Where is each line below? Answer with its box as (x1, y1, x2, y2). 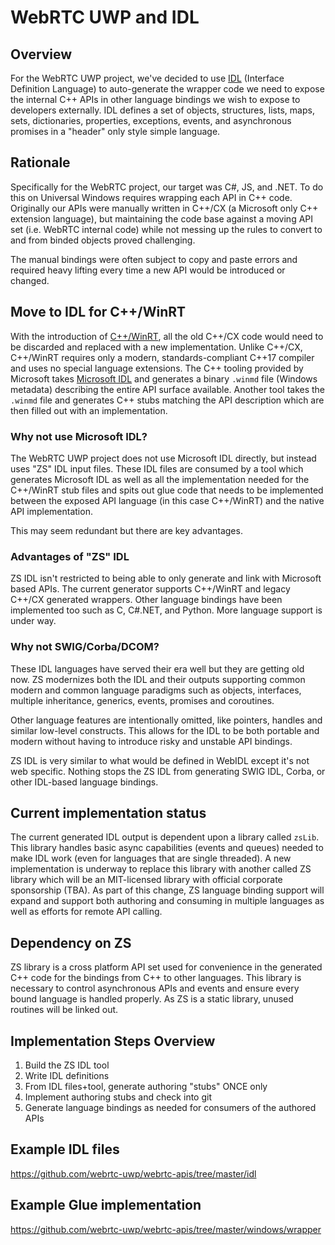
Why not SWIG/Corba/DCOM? (10, 640, 160, 654)
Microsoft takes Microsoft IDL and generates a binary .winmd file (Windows (10, 372, 318, 385)
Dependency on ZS (10, 934, 132, 951)
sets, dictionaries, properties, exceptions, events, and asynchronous (10, 115, 292, 126)
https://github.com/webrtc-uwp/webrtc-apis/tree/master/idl (10, 1167, 257, 1180)
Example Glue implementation (10, 1197, 202, 1214)
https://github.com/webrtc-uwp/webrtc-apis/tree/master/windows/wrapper (10, 1223, 322, 1235)
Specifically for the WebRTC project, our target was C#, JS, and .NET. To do (10, 181, 324, 193)
